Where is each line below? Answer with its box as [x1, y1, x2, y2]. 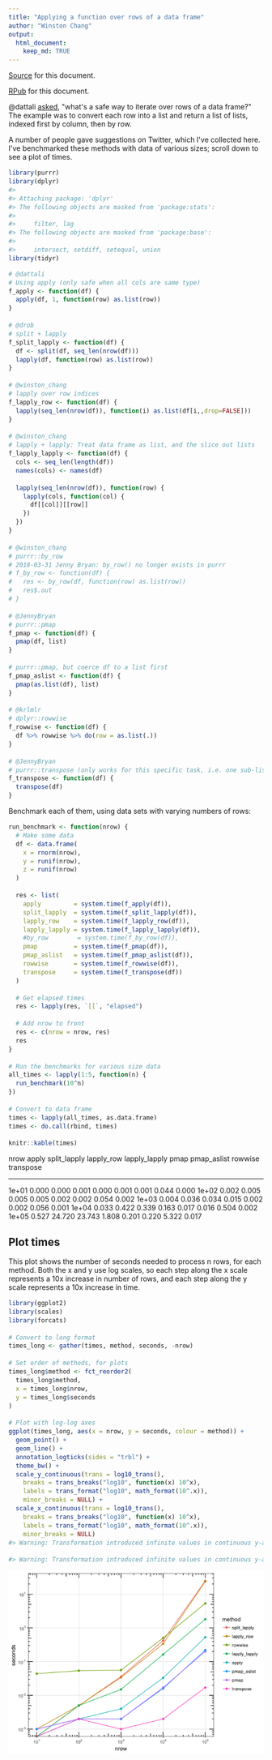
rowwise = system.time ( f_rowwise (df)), [23, 960, 180, 968]
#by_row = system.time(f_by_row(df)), [23, 934, 180, 942]
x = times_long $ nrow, [15, 1385, 89, 1393]
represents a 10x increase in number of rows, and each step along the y [8, 1274, 248, 1284]
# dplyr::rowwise [8, 714, 67, 723]
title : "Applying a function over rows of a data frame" [8, 13, 205, 21]
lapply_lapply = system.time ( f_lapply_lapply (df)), [23, 925, 201, 934]
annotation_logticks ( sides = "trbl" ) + [15, 1453, 151, 1461]
